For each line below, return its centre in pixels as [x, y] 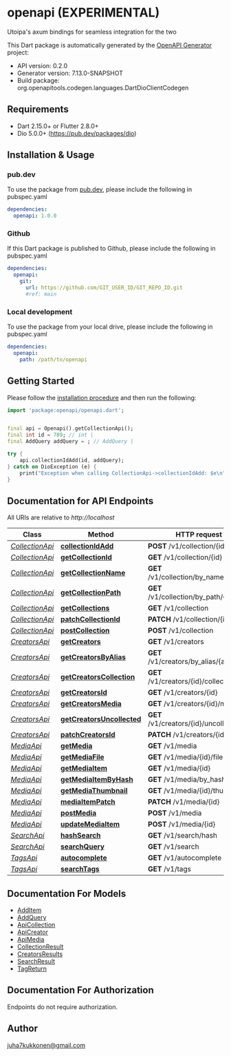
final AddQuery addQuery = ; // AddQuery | [70, 442]
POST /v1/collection [180, 630]
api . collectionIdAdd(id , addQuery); [72, 460]
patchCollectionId [90, 619]
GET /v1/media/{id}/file [185, 757]
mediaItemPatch [88, 802]
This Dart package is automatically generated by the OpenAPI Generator [110, 45]
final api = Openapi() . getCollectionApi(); [70, 428]
